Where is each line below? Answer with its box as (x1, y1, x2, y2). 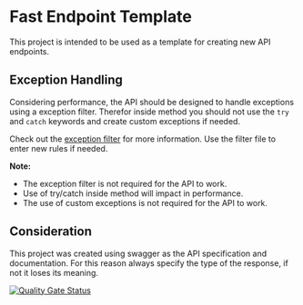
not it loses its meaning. (9, 267, 98, 278)
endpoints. (9, 45, 50, 56)
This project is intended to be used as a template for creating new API (9, 36, 271, 47)
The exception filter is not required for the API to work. (22, 178, 227, 189)
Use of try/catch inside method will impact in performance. (22, 188, 244, 199)
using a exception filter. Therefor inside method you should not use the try (9, 106, 289, 117)
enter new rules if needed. (9, 143, 108, 153)
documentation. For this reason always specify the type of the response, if (9, 257, 288, 269)
